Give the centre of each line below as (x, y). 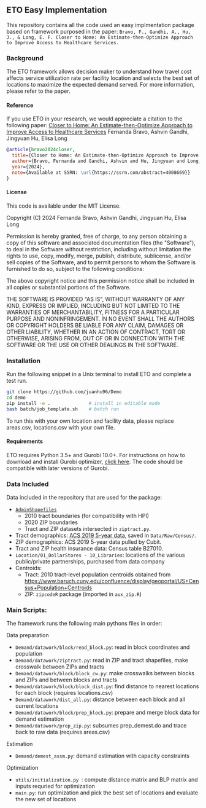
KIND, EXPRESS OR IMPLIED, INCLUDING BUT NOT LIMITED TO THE (93, 305)
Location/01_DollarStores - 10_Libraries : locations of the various (100, 555)
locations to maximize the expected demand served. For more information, (101, 85)
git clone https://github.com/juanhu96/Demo (64, 392)
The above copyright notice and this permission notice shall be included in (100, 280)
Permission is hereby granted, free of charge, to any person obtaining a (97, 236)
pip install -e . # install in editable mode (83, 403)
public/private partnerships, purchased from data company (90, 562)
